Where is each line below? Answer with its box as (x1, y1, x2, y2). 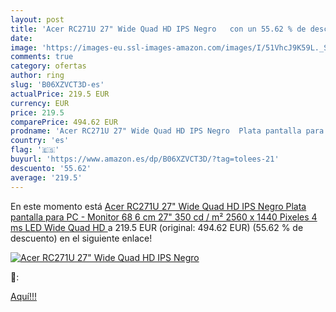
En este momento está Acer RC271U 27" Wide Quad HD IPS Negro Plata (10, 200, 307, 212)
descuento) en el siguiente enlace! (10, 232, 153, 244)
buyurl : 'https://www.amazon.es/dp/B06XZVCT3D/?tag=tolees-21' (10, 154, 280, 164)
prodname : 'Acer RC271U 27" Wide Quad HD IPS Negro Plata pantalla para (10, 126, 325, 136)
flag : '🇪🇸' (10, 145, 60, 155)
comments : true (10, 52, 74, 62)
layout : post (10, 14, 65, 25)
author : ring (10, 71, 65, 81)
